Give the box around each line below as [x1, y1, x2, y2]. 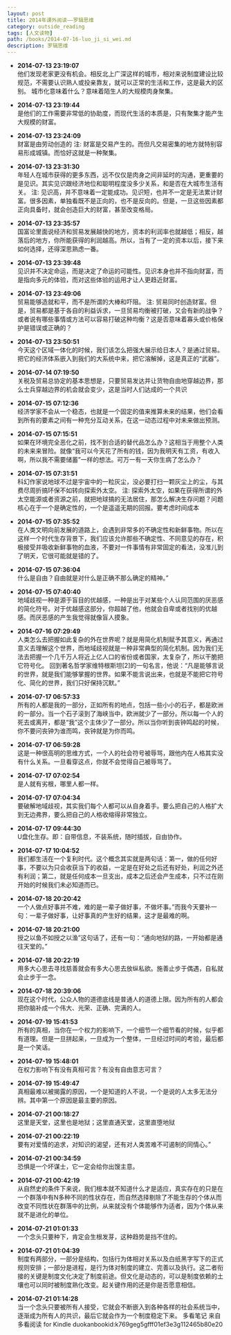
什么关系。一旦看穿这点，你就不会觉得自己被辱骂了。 [23, 757, 175, 766]
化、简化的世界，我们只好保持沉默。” [17, 679, 120, 687]
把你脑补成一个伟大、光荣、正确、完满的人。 [17, 1004, 145, 1012]
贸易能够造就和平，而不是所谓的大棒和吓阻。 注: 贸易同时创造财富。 [17, 298, 211, 306]
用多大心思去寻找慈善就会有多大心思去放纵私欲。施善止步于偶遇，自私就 [17, 965, 223, 972]
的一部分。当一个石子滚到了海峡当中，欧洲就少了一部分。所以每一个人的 [17, 709, 223, 718]
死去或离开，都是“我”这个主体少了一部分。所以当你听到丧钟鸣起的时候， [17, 718, 223, 726]
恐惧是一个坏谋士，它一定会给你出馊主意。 [17, 1162, 139, 1171]
